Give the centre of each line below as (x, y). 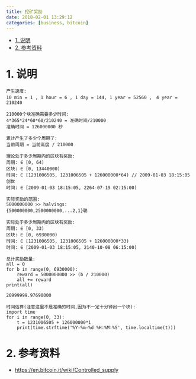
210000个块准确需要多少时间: (38, 114)
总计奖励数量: (21, 259)
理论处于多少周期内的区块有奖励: (41, 156)
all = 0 (16, 264)
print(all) (20, 285)
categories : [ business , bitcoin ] (47, 23)
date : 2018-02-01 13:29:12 (39, 17)
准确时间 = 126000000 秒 (35, 127)
